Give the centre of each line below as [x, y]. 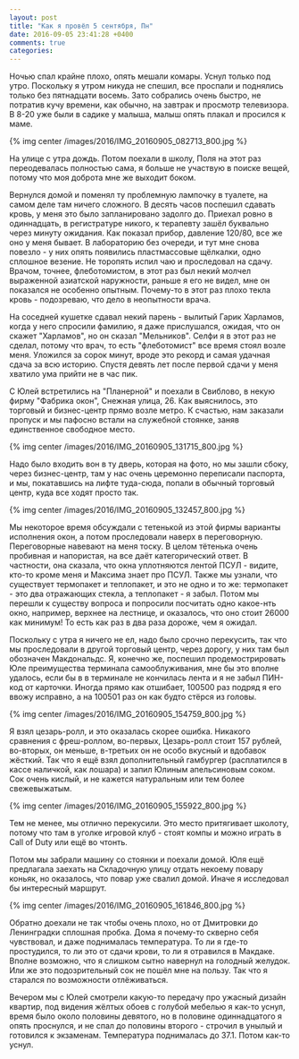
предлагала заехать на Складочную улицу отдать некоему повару [136, 869]
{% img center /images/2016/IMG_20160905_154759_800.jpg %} [128, 714]
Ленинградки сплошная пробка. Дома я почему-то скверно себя [134, 933]
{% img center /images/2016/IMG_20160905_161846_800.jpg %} [127, 906]
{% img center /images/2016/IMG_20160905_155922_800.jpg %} [128, 806]
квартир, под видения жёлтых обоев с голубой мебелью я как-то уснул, [147, 1007]
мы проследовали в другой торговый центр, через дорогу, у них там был [149, 649]
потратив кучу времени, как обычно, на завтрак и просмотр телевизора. [149, 105]
